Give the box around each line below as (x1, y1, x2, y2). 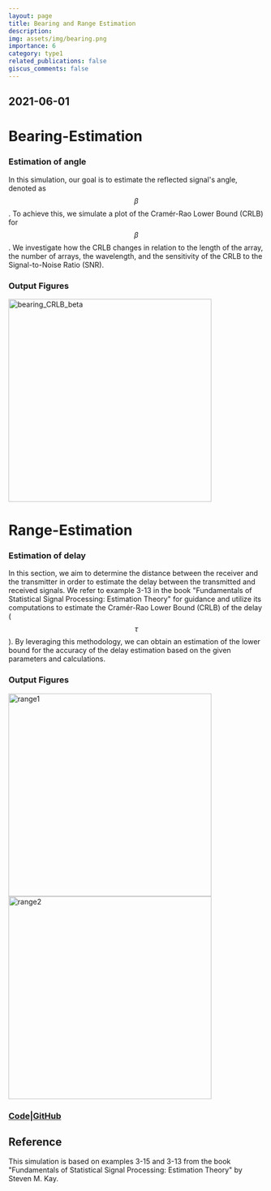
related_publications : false (8, 58, 107, 66)
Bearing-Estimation (8, 127, 143, 146)
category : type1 (8, 49, 63, 58)
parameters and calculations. (8, 654, 105, 664)
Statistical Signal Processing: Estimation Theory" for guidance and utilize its (8, 594, 262, 604)
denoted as (8, 183, 46, 193)
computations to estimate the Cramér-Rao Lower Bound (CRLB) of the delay (8, 603, 262, 613)
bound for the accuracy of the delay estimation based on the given (8, 646, 231, 656)
